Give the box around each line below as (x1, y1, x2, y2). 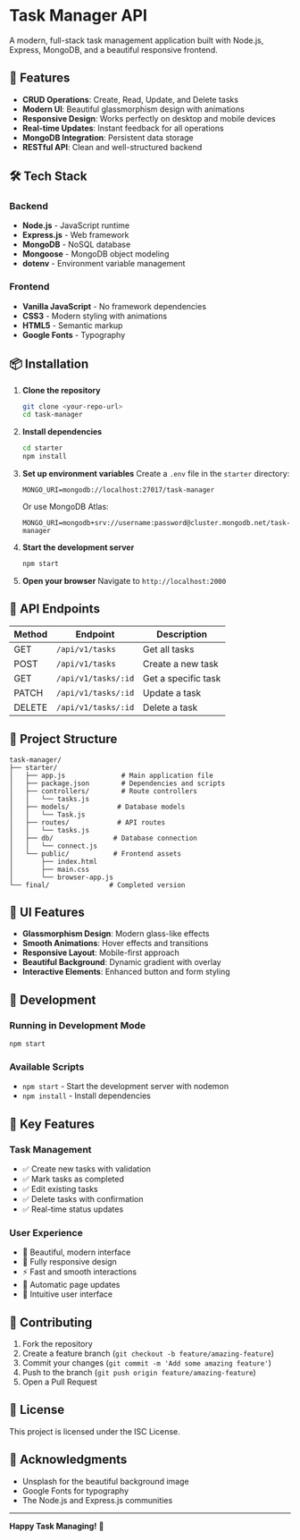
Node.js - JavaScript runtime (21, 220, 130, 231)
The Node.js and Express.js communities (21, 1494, 173, 1505)
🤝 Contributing (9, 1315, 93, 1330)
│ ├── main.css (9, 865, 90, 874)
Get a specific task (142, 672, 221, 684)
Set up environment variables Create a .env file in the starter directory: (21, 469, 290, 479)
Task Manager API (9, 5, 147, 26)
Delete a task (142, 701, 198, 714)
